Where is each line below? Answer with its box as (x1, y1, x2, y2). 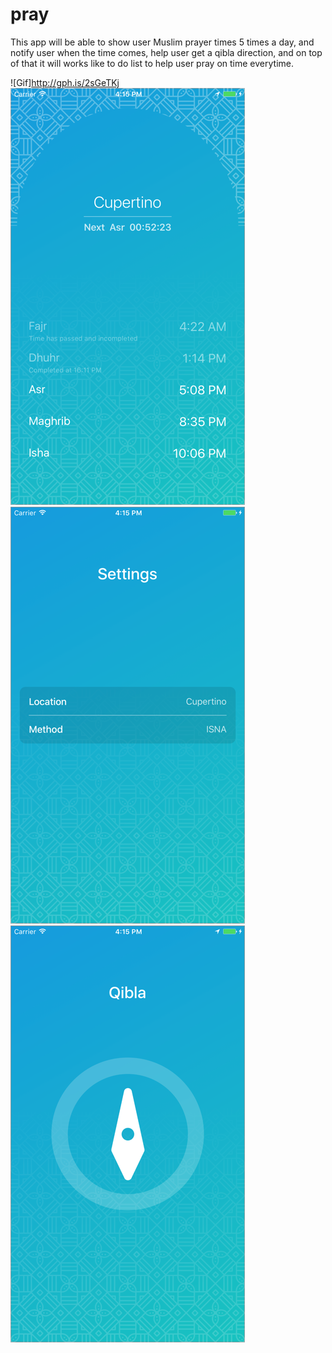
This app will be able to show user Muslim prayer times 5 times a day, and (10, 36, 315, 48)
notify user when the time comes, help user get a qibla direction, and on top (10, 46, 323, 58)
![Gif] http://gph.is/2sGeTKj (10, 76, 120, 88)
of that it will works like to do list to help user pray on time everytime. (10, 57, 294, 69)
